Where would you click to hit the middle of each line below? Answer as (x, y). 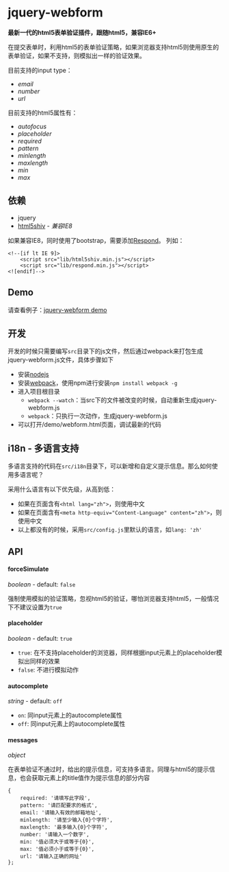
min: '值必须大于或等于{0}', (57, 842)
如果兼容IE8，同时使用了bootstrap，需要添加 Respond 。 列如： (96, 240)
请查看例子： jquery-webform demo (57, 309)
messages (23, 740)
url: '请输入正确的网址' (51, 857)
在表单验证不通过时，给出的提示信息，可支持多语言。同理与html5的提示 (108, 769)
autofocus (32, 126)
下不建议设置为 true (35, 607)
